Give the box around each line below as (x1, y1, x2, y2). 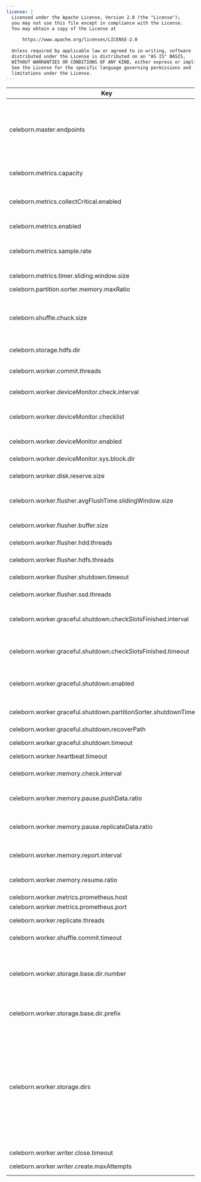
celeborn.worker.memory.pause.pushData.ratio (9, 794, 142, 802)
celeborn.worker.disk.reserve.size (9, 472, 105, 480)
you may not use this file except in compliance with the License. (11, 20, 184, 26)
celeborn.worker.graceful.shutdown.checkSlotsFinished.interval (9, 615, 189, 624)
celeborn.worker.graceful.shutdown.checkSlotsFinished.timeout (9, 647, 190, 655)
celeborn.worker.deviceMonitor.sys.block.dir (9, 455, 135, 463)
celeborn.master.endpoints (9, 125, 86, 134)
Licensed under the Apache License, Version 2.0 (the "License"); (11, 14, 181, 20)
